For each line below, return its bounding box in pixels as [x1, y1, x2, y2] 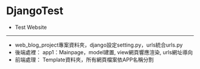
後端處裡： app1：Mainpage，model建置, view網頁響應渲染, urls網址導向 [14, 48, 193, 55]
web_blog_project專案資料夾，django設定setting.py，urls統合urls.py [14, 41, 183, 48]
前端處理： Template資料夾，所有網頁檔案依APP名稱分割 [14, 56, 154, 63]
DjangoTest [6, 4, 64, 18]
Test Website [14, 24, 48, 31]
